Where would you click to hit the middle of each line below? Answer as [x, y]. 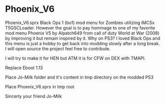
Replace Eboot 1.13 [24, 68]
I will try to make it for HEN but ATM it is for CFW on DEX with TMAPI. [76, 58]
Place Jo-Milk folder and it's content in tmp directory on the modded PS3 [79, 77]
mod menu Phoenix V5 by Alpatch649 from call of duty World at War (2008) [82, 33]
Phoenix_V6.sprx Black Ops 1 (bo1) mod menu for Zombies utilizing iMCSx [80, 23]
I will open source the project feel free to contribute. [58, 49]
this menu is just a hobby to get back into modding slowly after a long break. [82, 43]
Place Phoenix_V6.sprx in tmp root [40, 86]
